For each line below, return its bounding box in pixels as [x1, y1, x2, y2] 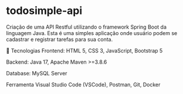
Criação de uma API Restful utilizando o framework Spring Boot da [6, 23, 167, 30]
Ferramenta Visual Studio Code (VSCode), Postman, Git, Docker [6, 81, 161, 88]
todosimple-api [6, 4, 83, 18]
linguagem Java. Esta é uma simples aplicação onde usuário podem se [6, 29, 178, 36]
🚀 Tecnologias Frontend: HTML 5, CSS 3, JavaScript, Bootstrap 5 [6, 47, 163, 54]
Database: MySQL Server [6, 69, 67, 76]
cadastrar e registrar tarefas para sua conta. [6, 36, 113, 43]
